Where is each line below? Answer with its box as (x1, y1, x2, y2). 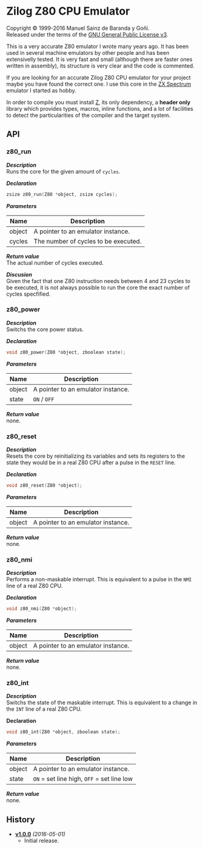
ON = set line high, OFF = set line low (33, 775, 133, 783)
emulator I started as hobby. (6, 86, 77, 94)
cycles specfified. (6, 290, 51, 298)
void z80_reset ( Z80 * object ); (6, 482, 83, 488)
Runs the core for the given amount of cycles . (6, 167, 121, 175)
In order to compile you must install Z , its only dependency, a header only (6, 99, 191, 106)
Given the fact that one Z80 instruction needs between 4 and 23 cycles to (6, 277, 191, 284)
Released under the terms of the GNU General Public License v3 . (6, 30, 168, 38)
